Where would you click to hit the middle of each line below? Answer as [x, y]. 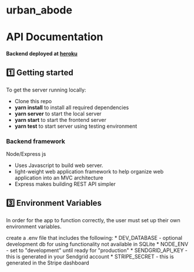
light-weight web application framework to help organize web [89, 172]
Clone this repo [33, 101]
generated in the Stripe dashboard [48, 263]
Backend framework [36, 141]
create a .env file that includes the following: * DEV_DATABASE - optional [94, 237]
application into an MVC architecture [59, 178]
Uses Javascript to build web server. [59, 165]
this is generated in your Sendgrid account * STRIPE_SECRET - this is [90, 256]
